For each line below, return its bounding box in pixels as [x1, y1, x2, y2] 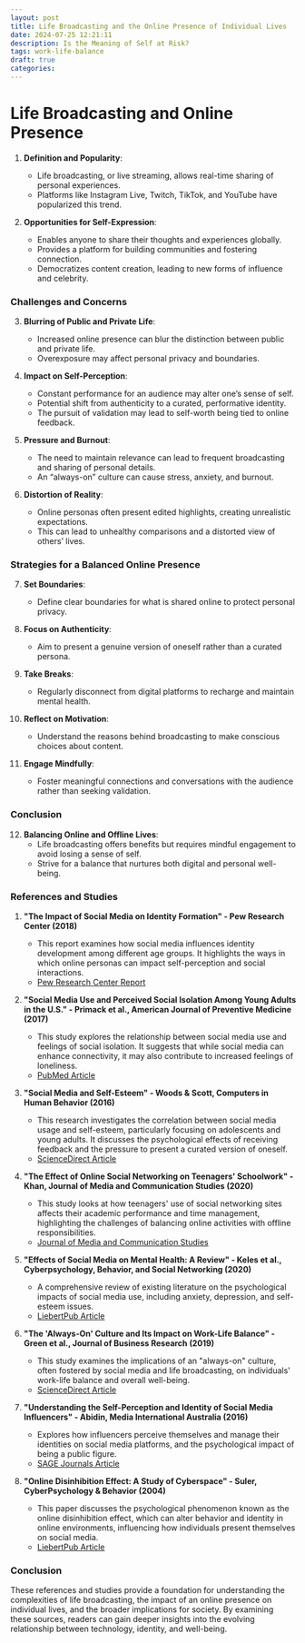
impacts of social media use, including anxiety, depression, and [36, 1292, 275, 1302]
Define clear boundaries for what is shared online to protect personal [36, 597, 296, 608]
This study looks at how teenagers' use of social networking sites [36, 1198, 282, 1209]
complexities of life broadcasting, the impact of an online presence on [10, 1595, 272, 1606]
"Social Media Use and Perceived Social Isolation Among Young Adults [23, 995, 297, 1005]
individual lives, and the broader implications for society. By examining [10, 1604, 274, 1615]
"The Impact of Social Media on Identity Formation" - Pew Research [23, 911, 285, 922]
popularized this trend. [36, 199, 122, 210]
